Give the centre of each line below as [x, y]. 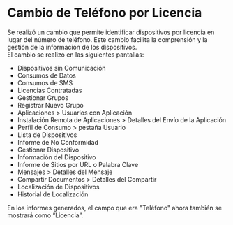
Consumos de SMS [45, 82]
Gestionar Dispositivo [48, 150]
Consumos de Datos [47, 75]
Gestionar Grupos [43, 97]
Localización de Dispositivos [58, 187]
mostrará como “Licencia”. [45, 215]
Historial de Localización [53, 194]
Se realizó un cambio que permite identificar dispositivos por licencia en [111, 32]
